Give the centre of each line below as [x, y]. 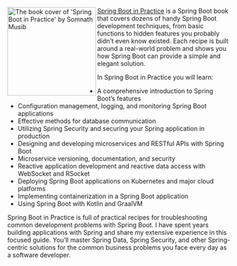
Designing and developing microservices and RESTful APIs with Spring [121, 144]
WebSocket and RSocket [54, 174]
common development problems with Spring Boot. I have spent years [108, 225]
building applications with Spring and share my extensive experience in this [117, 232]
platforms [31, 189]
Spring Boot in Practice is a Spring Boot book [163, 11]
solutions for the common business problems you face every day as [128, 247]
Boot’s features [119, 98]
